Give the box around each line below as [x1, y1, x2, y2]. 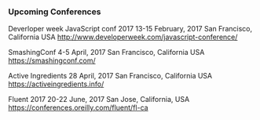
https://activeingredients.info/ [8, 79, 104, 89]
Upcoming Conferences [8, 6, 101, 17]
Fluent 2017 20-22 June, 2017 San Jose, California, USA [8, 95, 190, 104]
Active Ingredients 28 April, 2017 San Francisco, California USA [8, 71, 213, 81]
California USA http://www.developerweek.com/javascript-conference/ [8, 32, 238, 42]
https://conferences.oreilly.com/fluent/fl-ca [8, 103, 148, 112]
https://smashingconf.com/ [8, 56, 96, 65]
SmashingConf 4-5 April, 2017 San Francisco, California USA [8, 48, 205, 57]
